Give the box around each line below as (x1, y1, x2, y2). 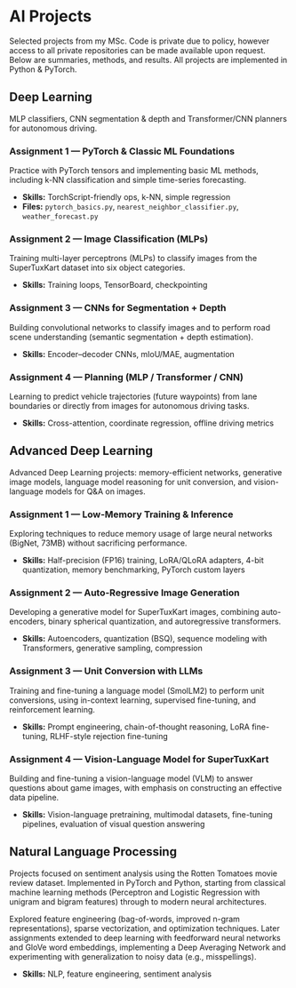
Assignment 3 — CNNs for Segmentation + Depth (9, 302, 227, 315)
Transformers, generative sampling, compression (21, 642, 203, 654)
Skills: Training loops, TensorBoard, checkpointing (21, 280, 208, 291)
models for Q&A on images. (44, 486, 147, 497)
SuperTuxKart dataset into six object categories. (9, 262, 186, 273)
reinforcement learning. (9, 704, 96, 714)
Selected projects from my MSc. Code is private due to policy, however (9, 36, 269, 46)
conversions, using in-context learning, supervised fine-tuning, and (9, 695, 256, 705)
